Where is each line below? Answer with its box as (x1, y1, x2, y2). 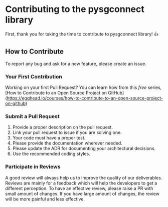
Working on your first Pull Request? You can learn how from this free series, (5, 84, 162, 90)
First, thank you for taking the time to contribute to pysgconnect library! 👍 (5, 31, 159, 37)
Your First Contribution (5, 73, 63, 80)
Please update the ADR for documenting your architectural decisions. (12, 145, 156, 151)
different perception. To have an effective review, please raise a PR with (5, 185, 153, 191)
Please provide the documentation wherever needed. (12, 140, 123, 146)
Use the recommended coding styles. (12, 151, 90, 157)
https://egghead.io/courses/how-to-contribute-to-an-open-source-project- (7, 95, 163, 101)
